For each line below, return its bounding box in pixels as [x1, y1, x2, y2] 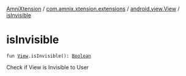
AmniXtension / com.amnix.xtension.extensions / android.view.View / [6, 5, 180, 12]
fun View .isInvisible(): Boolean [6, 53, 91, 59]
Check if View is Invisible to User [6, 63, 89, 71]
